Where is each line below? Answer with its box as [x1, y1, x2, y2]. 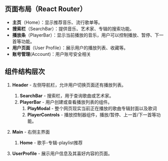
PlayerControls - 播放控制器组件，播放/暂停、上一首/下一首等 [27, 111, 157, 118]
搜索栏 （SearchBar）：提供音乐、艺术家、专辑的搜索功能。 [12, 25, 135, 31]
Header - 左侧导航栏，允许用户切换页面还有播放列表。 [12, 82, 126, 88]
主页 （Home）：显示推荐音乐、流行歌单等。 [12, 19, 103, 25]
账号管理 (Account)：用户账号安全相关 [12, 51, 91, 57]
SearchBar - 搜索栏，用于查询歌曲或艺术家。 [19, 92, 114, 99]
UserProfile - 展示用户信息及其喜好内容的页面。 [12, 150, 113, 156]
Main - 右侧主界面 [12, 128, 50, 135]
